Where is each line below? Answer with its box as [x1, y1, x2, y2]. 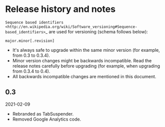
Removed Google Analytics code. [12, 116, 81, 122]
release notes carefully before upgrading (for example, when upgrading [12, 63, 160, 69]
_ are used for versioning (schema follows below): [45, 28, 148, 34]
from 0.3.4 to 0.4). [12, 68, 50, 74]
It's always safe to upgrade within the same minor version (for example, [12, 47, 160, 53]
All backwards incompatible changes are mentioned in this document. [12, 73, 156, 79]
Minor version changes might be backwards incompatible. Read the [12, 57, 152, 63]
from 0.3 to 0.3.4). [12, 52, 50, 58]
